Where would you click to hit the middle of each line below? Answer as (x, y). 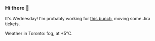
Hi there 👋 (17, 8)
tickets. (13, 24)
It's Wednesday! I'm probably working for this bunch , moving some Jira (78, 19)
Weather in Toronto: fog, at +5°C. (39, 34)
